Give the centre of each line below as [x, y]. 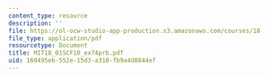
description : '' [35, 23]
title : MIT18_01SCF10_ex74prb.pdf [66, 53]
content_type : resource [48, 16]
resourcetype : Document [48, 46]
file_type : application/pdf [55, 38]
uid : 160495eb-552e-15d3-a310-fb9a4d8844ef [82, 61]
